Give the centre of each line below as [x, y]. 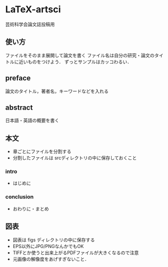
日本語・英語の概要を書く [32, 120]
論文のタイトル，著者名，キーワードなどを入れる [57, 91]
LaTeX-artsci [33, 9]
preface [18, 78]
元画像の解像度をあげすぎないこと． [51, 259]
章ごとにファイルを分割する [42, 152]
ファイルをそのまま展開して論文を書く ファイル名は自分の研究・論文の [80, 55]
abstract [19, 107]
